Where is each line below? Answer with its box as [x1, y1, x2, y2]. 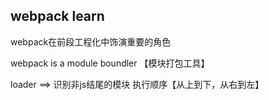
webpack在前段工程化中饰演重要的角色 [10, 35, 172, 48]
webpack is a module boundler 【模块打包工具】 [10, 57, 210, 69]
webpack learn [10, 8, 105, 25]
